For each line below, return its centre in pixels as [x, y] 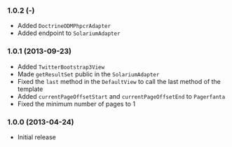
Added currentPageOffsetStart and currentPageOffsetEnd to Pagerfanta [121, 96]
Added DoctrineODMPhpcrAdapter [64, 26]
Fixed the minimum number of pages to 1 [76, 104]
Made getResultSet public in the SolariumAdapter [88, 74]
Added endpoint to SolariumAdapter [69, 33]
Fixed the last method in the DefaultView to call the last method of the [119, 81]
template [30, 89]
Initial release [36, 137]
